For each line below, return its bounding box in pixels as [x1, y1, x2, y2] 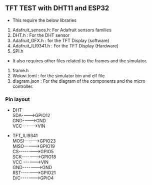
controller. [12, 83, 33, 89]
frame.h [12, 67, 29, 73]
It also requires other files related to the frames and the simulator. [12, 57, 147, 64]
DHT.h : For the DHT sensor [12, 32, 70, 38]
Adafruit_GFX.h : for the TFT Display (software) [12, 37, 109, 43]
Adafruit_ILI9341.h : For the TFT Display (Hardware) [12, 42, 119, 49]
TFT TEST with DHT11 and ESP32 [5, 4, 109, 12]
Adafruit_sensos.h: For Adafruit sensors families [12, 27, 111, 33]
